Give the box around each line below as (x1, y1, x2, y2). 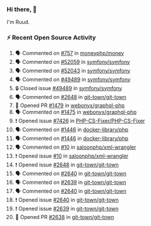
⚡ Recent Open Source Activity (6, 33, 96, 42)
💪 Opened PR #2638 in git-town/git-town (15, 213, 115, 220)
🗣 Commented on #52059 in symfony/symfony (15, 58, 131, 65)
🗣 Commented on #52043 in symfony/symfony (15, 67, 131, 74)
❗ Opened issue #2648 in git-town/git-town (15, 161, 119, 168)
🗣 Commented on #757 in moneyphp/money (15, 49, 125, 56)
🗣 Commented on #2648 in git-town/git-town (15, 93, 126, 100)
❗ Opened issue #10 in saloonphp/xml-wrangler (15, 152, 129, 159)
